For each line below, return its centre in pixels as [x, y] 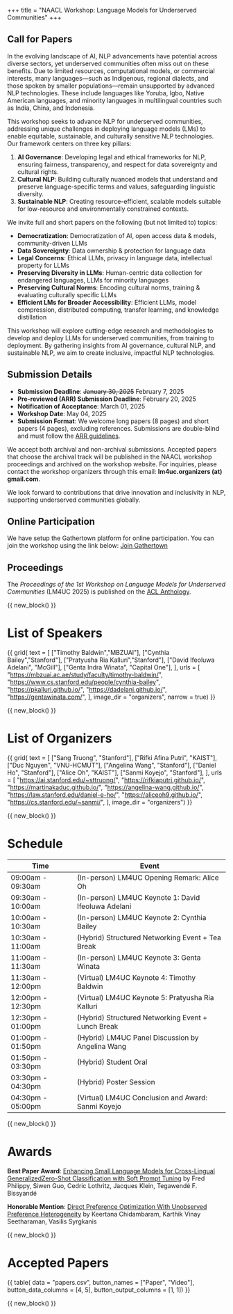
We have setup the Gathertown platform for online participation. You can [111, 538]
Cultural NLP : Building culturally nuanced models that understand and [118, 179]
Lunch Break [98, 1027]
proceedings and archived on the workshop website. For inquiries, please [112, 464]
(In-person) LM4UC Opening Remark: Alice [148, 878]
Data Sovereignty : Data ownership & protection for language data [111, 251]
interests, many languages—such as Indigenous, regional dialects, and [108, 78]
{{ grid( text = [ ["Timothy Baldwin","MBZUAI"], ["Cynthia [88, 653]
